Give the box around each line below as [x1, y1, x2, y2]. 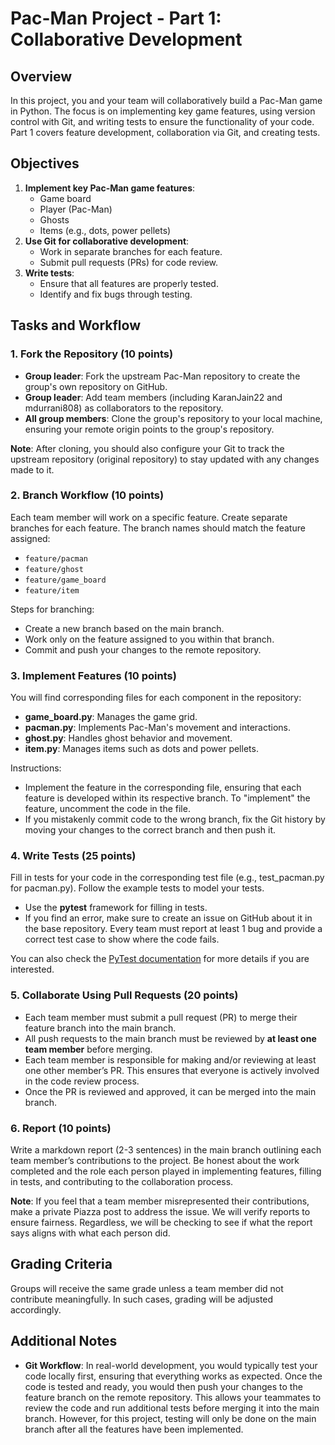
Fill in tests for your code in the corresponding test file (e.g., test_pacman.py [10, 872, 325, 884]
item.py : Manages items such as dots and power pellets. [24, 743, 259, 755]
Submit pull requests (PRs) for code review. [39, 256, 219, 268]
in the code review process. [24, 1075, 140, 1087]
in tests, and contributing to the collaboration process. [10, 1175, 234, 1187]
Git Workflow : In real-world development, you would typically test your [24, 1359, 318, 1371]
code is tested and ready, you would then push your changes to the [24, 1380, 303, 1392]
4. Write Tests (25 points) [10, 849, 137, 863]
